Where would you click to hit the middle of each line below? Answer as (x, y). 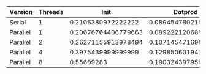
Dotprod (185, 12)
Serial (18, 22)
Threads (51, 12)
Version (21, 12)
